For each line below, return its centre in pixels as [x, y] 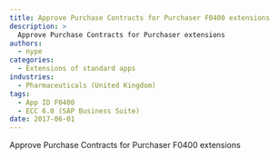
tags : [20, 94]
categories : [32, 60]
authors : [26, 43]
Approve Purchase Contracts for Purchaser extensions [121, 35]
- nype [30, 52]
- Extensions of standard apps [77, 69]
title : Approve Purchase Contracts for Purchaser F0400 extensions [140, 18]
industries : [32, 77]
